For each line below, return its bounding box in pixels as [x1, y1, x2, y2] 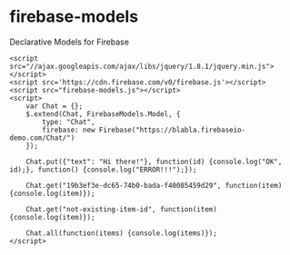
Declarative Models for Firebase [9, 36, 130, 47]
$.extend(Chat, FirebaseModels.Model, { [25, 109, 181, 119]
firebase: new [42, 125, 95, 134]
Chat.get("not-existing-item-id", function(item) [25, 204, 218, 214]
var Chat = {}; [25, 102, 84, 111]
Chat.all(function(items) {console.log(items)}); [25, 229, 218, 238]
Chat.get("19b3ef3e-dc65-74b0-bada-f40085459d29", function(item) [25, 181, 283, 190]
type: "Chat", [42, 117, 95, 126]
